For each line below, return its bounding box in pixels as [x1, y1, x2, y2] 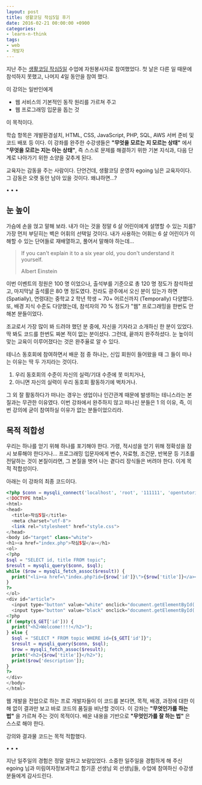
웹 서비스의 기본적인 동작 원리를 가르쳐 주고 [14, 98, 117, 105]
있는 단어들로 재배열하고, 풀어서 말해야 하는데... [23, 237, 134, 244]
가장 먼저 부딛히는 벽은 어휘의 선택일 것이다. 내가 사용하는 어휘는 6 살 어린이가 [6, 230, 189, 237]
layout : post [6, 8, 39, 15]
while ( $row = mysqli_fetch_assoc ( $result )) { [6, 568, 125, 574]
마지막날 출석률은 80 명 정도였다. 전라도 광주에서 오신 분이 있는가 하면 [14, 287, 178, 295]
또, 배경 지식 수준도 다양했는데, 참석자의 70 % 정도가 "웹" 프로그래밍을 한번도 [6, 302, 188, 310]
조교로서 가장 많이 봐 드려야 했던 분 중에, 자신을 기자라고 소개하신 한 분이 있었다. [6, 322, 194, 330]
